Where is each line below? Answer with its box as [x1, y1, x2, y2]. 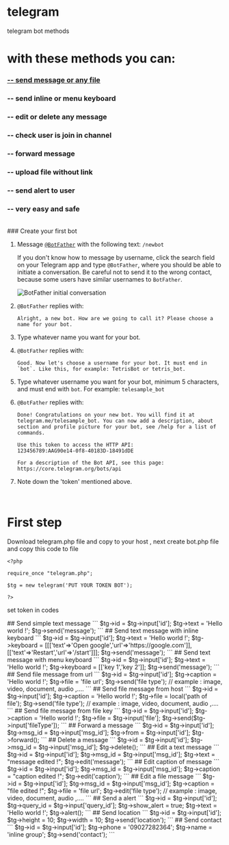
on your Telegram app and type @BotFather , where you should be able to [16, 260, 221, 269]
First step [7, 515, 62, 530]
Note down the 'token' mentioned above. [16, 477, 132, 485]
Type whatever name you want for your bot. [16, 333, 141, 341]
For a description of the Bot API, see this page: [16, 459, 165, 466]
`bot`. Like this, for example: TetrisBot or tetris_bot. [16, 365, 186, 372]
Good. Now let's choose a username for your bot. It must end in [16, 359, 207, 367]
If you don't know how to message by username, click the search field [16, 253, 215, 261]
